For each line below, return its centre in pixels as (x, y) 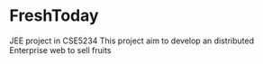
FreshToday (54, 16)
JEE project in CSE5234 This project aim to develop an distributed (132, 41)
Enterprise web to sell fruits (60, 50)
